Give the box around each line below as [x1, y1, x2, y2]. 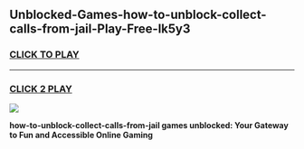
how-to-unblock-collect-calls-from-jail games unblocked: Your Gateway [9, 119, 290, 130]
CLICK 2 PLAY [9, 82, 72, 95]
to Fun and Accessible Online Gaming [9, 129, 154, 140]
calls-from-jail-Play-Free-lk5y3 [9, 22, 191, 37]
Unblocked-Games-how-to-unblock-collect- [9, 7, 267, 23]
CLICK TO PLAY [9, 49, 80, 61]
